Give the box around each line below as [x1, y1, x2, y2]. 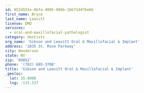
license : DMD [5, 21, 32, 26]
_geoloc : [5, 71, 23, 76]
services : [5, 26, 26, 31]
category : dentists [5, 35, 45, 40]
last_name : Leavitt [5, 16, 45, 21]
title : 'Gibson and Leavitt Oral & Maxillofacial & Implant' [5, 67, 134, 72]
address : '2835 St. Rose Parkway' [5, 44, 76, 49]
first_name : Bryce [5, 12, 43, 17]
